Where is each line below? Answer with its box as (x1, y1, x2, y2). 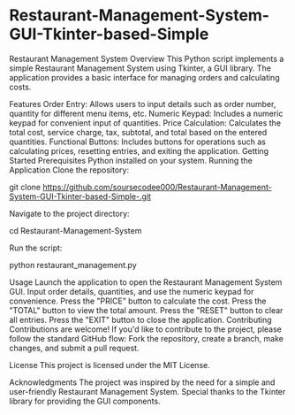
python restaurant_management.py (9, 259, 137, 270)
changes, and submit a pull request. (9, 342, 140, 353)
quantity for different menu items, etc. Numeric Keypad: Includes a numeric (9, 108, 284, 119)
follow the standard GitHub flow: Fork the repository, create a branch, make (9, 333, 284, 343)
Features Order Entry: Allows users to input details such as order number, (9, 98, 276, 109)
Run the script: (9, 242, 63, 253)
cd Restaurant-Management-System (9, 225, 142, 235)
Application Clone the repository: (9, 165, 130, 175)
